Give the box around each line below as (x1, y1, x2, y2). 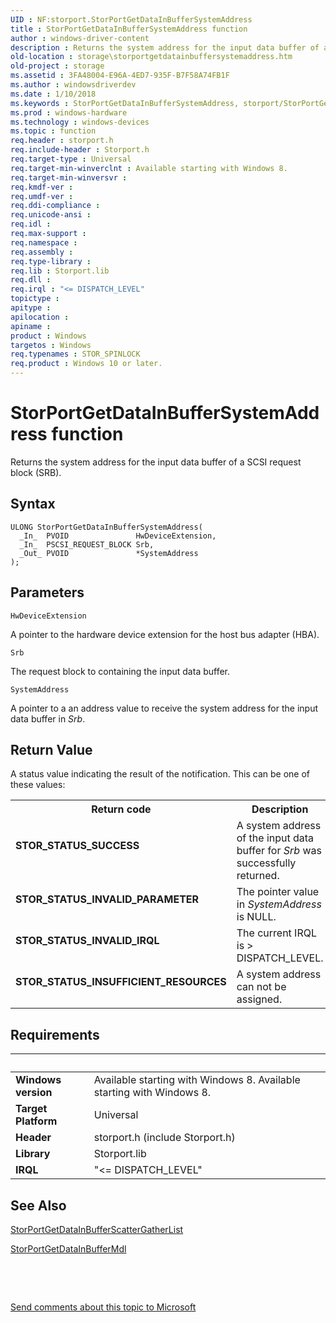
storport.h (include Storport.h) (93, 1131, 236, 1145)
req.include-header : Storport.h (10, 145, 150, 155)
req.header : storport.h (10, 136, 114, 146)
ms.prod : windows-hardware (10, 107, 128, 118)
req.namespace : (10, 237, 78, 248)
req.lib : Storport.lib (10, 266, 110, 276)
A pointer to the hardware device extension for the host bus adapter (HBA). (10, 628, 320, 640)
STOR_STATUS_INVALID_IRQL (15, 934, 160, 948)
